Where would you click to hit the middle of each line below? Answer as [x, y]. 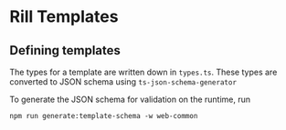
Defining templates [65, 50]
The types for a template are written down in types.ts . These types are [143, 72]
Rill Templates [64, 17]
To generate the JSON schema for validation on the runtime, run [130, 99]
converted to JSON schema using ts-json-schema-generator [123, 82]
